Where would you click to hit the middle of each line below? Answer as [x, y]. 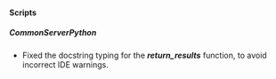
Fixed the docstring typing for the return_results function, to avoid [144, 55]
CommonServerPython [53, 33]
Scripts [23, 12]
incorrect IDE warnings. [65, 64]
